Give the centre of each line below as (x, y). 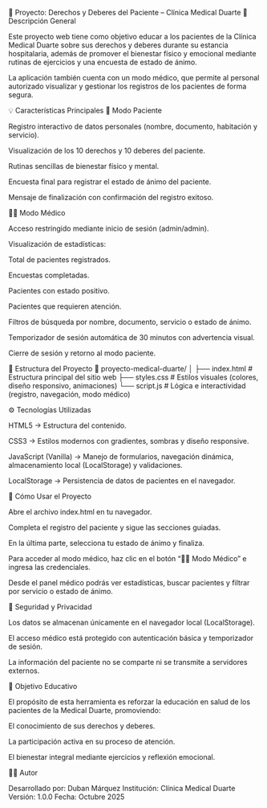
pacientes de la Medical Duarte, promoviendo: (85, 710)
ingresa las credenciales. (49, 567)
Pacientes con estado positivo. (59, 291)
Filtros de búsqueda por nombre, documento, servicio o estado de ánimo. (130, 322)
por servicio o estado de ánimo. (61, 591)
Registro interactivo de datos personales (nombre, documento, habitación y (133, 126)
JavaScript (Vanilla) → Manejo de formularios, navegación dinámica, (121, 457)
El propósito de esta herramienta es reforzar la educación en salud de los (129, 702)
